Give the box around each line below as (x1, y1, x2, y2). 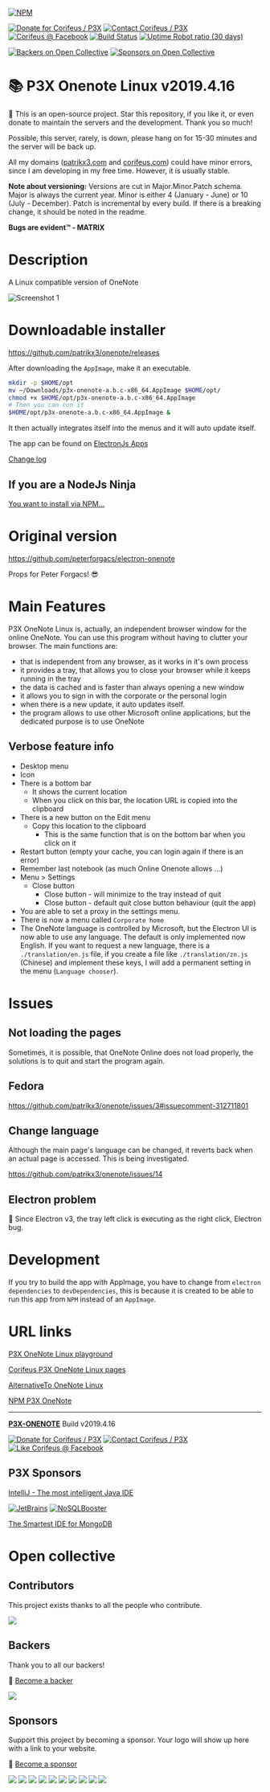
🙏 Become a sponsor (8, 1759, 78, 1769)
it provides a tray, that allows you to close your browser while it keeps (19, 665, 251, 675)
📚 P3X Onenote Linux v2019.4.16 (8, 77, 235, 96)
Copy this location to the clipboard (31, 821, 146, 830)
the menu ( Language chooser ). (19, 966, 119, 976)
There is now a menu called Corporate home (19, 915, 165, 925)
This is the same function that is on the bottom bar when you (43, 829, 246, 839)
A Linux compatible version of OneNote (8, 277, 139, 287)
